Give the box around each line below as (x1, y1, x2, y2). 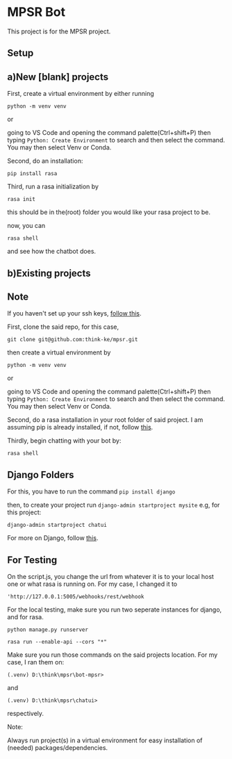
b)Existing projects (7, 267, 91, 279)
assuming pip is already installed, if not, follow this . (7, 423, 154, 432)
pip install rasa (7, 170, 58, 177)
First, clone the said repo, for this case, (7, 323, 119, 331)
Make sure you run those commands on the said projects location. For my (7, 651, 218, 659)
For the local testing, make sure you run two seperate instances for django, (7, 605, 222, 614)
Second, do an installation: (7, 157, 83, 165)
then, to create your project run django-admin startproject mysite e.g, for (7, 501, 220, 509)
